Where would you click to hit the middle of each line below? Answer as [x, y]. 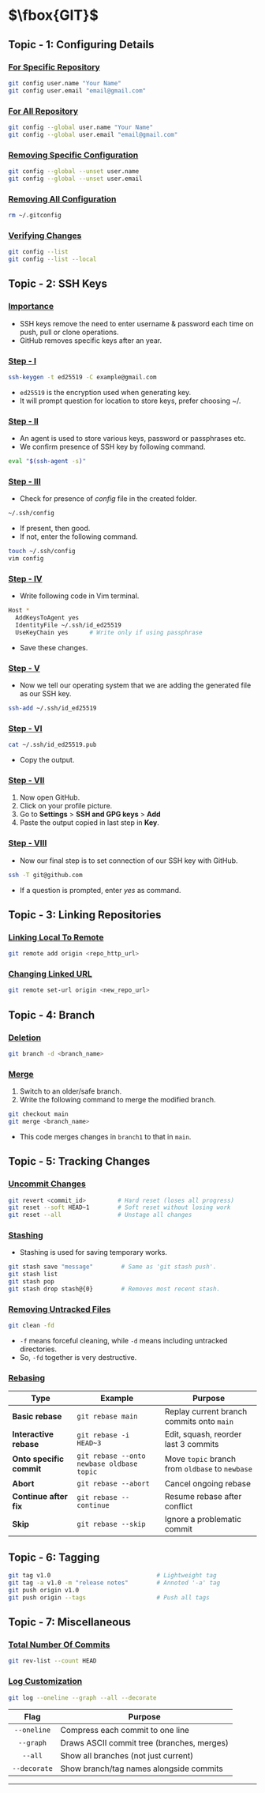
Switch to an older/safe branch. [71, 1091]
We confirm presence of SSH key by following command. [112, 447]
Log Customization [45, 1682]
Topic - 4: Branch [52, 1015]
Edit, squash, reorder [203, 1434]
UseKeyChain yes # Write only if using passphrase [109, 632]
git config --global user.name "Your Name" [81, 127]
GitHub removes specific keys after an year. [91, 340]
